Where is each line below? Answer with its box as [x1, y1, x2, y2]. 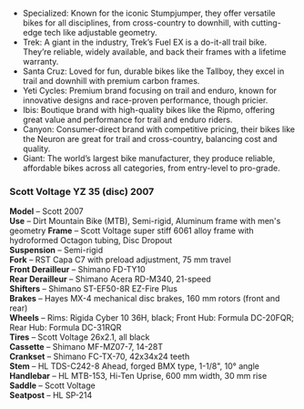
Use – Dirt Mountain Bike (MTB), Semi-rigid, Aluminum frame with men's [9, 216, 281, 227]
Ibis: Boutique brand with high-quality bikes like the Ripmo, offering [22, 105, 276, 115]
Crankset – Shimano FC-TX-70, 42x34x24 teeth [9, 351, 190, 363]
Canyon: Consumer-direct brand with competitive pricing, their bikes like [22, 124, 296, 135]
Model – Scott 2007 [9, 206, 84, 217]
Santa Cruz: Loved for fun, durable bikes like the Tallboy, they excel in [22, 66, 285, 77]
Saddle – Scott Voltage [9, 380, 96, 391]
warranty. [22, 56, 59, 66]
